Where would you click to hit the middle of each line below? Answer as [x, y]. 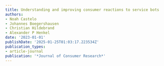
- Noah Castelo [21, 19]
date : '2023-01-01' [25, 38]
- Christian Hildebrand [30, 28]
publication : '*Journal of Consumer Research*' [56, 56]
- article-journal [24, 51]
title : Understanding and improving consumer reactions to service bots [82, 10]
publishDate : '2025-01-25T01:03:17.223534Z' [52, 42]
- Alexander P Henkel [28, 33]
